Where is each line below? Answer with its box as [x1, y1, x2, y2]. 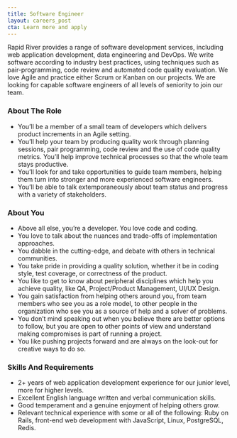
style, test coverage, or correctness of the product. [17, 269, 168, 278]
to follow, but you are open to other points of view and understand [17, 322, 211, 330]
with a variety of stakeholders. [17, 190, 106, 199]
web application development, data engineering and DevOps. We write [7, 50, 214, 59]
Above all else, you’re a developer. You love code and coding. [17, 224, 198, 232]
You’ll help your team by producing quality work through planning [17, 137, 209, 146]
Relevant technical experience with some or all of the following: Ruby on [17, 409, 229, 417]
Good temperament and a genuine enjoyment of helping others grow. [17, 401, 220, 410]
